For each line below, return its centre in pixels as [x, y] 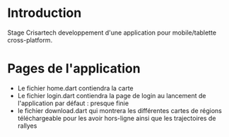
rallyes [27, 126]
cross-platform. [30, 40]
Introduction [45, 13]
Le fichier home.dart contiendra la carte [75, 88]
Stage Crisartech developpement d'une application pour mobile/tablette [112, 32]
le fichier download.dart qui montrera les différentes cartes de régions [120, 110]
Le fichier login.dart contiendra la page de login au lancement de [112, 95]
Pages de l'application [74, 69]
